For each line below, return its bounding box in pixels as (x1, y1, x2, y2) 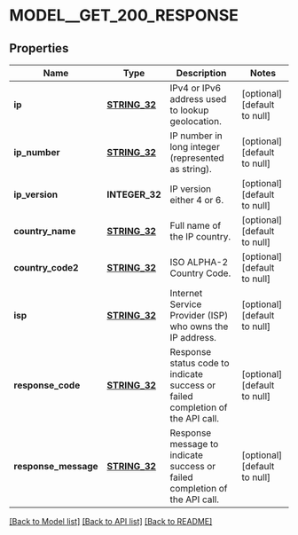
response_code (13, 379, 81, 391)
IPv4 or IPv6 (169, 82, 222, 94)
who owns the (169, 320, 229, 333)
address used (169, 93, 227, 105)
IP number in (169, 130, 223, 142)
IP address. (169, 332, 217, 343)
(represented (169, 152, 224, 164)
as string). (169, 163, 213, 175)
